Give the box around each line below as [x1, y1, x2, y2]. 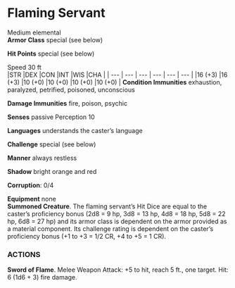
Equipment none [7, 194, 56, 203]
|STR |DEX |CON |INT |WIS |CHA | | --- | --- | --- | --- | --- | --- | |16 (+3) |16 [7, 70, 228, 79]
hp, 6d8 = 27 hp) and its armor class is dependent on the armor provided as [7, 217, 227, 225]
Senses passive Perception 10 [7, 113, 95, 121]
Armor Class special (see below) [7, 35, 103, 44]
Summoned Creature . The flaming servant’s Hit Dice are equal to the [7, 202, 208, 211]
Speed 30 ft [7, 63, 42, 71]
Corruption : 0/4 [7, 181, 54, 189]
